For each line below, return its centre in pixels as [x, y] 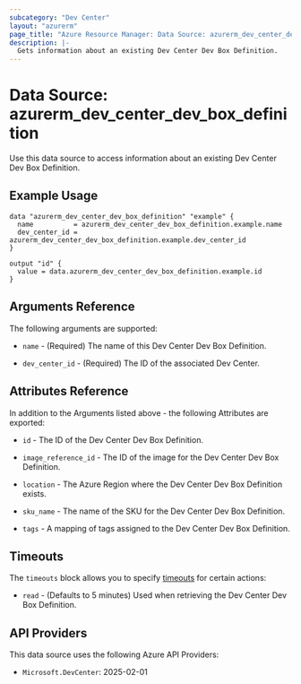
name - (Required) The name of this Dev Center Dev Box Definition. [144, 345]
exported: [27, 422]
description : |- [39, 43]
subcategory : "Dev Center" [60, 17]
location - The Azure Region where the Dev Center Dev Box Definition [152, 484]
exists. [34, 493]
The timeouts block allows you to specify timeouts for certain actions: [138, 578]
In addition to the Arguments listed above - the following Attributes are [139, 412]
